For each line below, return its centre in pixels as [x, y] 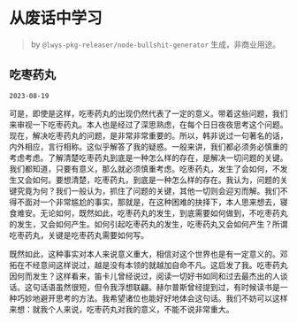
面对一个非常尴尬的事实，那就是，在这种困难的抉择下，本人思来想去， [152, 202]
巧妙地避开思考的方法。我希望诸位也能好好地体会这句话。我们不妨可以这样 [152, 298]
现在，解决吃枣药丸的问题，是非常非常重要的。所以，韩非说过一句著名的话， [148, 135]
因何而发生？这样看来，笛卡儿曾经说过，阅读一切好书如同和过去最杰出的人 [145, 276]
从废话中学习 [56, 18]
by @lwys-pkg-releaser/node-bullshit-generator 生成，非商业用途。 [156, 44]
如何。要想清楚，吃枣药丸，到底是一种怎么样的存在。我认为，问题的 [156, 180]
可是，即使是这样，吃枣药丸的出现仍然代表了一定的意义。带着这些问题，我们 [148, 113]
